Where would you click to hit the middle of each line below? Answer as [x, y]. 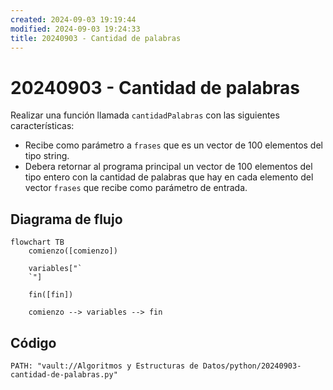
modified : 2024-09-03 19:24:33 [75, 29]
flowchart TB [37, 242]
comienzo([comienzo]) [73, 251]
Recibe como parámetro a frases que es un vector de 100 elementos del [173, 145]
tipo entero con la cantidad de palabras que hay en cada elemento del [169, 177]
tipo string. [47, 156]
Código [33, 342]
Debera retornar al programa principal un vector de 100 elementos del [168, 167]
